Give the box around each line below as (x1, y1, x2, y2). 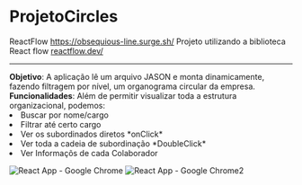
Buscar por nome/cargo (21, 110, 110, 120)
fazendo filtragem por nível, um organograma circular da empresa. (9, 81, 256, 92)
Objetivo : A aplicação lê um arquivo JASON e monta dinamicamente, (9, 71, 265, 82)
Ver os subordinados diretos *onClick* (21, 128, 164, 139)
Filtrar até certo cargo (21, 119, 102, 129)
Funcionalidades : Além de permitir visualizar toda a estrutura (9, 90, 237, 101)
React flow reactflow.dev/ (9, 45, 103, 56)
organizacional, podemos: (9, 100, 106, 110)
